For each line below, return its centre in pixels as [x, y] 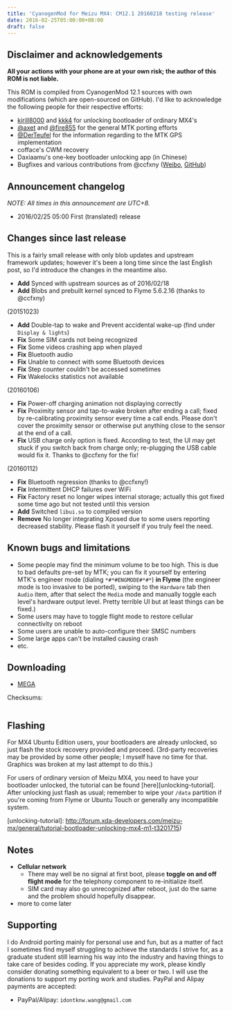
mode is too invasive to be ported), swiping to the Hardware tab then [114, 586]
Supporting [32, 925]
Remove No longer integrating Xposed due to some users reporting [113, 518]
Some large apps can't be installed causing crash [88, 638]
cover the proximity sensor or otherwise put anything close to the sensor [121, 425]
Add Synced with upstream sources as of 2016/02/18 [93, 283]
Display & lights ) [43, 332]
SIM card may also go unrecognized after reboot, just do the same [122, 889]
